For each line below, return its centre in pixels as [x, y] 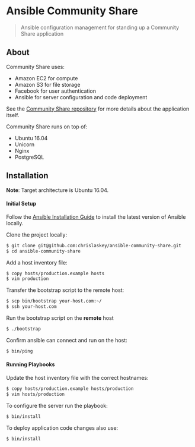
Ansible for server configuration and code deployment [81, 97]
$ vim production [28, 279]
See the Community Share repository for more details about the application [98, 109]
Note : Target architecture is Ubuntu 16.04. [57, 190]
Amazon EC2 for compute [46, 78]
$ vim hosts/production [36, 394]
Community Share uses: [36, 67]
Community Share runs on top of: [47, 127]
